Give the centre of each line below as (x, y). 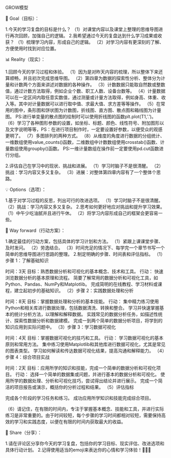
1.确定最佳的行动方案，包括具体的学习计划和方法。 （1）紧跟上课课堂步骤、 (84, 241)
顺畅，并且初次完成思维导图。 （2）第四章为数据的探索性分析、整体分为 (85, 78)
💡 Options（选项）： (26, 189)
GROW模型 (17, 7)
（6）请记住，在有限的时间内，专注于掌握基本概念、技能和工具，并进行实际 (85, 409)
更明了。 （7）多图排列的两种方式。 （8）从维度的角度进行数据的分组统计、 (85, 136)
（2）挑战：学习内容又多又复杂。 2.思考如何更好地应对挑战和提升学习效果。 (85, 207)
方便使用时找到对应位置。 (32, 48)
